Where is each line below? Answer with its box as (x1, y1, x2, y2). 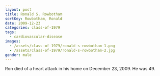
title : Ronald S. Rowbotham (5, 12, 63, 17)
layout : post (5, 7, 32, 12)
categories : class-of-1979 (5, 25, 60, 30)
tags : (5, 30, 16, 35)
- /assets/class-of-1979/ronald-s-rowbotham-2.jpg (9, 48, 115, 53)
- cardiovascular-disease (9, 35, 63, 39)
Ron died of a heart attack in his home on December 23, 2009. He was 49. (5, 66, 156, 72)
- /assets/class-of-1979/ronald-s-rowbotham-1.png (9, 43, 115, 48)
